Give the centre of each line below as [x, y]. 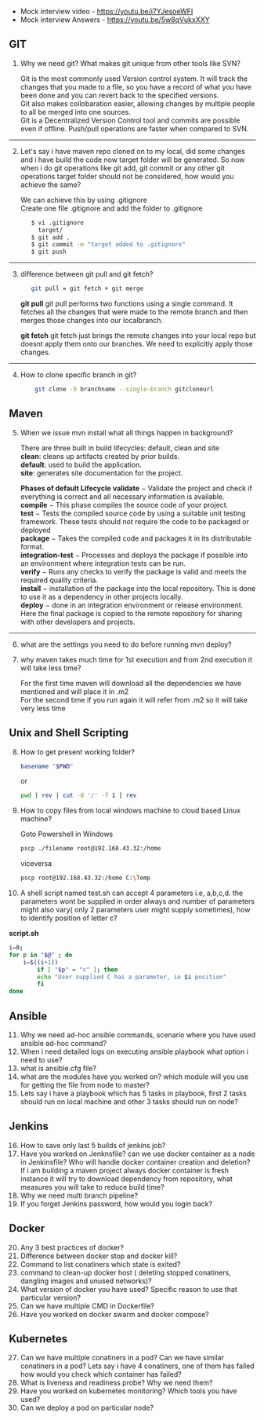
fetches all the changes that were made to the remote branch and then [134, 312]
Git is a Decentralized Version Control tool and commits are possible [130, 120]
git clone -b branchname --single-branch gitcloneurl [124, 389]
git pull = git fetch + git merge [87, 289]
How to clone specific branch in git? [78, 375]
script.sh [24, 934]
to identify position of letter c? [69, 918]
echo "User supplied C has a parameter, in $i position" [132, 977]
